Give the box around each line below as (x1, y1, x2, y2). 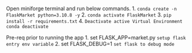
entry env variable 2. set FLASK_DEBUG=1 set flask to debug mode (6, 41, 175, 47)
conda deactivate (6, 24, 49, 29)
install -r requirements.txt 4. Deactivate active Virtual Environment (6, 18, 183, 24)
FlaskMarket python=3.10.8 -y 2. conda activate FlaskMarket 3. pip (6, 11, 172, 18)
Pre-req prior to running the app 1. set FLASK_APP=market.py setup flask (6, 34, 186, 41)
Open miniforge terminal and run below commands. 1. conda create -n (6, 5, 177, 12)
